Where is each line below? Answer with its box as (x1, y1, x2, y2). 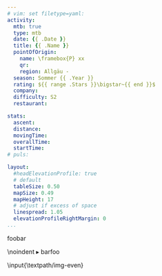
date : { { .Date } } (13, 36, 67, 43)
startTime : (13, 145, 45, 152)
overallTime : (13, 138, 51, 145)
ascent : (13, 119, 36, 126)
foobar (7, 234, 26, 242)
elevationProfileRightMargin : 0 (13, 215, 107, 222)
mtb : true (13, 23, 41, 30)
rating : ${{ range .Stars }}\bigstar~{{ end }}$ (13, 81, 156, 88)
